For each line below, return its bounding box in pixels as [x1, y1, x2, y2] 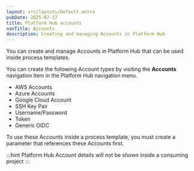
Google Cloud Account [14, 97, 72, 104]
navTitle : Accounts [6, 25, 55, 32]
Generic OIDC [14, 122, 50, 129]
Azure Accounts [14, 90, 55, 97]
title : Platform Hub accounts [6, 20, 82, 26]
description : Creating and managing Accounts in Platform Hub [6, 31, 165, 37]
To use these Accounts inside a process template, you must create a [6, 133, 176, 141]
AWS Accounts [14, 83, 52, 91]
